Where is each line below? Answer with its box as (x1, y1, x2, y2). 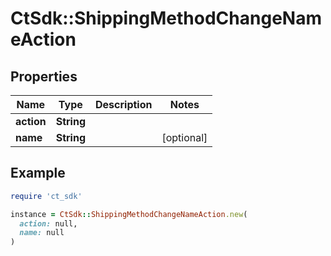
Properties (10, 68, 78, 85)
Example (10, 165, 66, 182)
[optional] (161, 131, 208, 144)
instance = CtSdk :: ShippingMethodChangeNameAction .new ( (10, 209, 248, 219)
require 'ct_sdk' (10, 191, 83, 201)
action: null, (19, 218, 78, 229)
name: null (19, 228, 65, 238)
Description (95, 98, 153, 111)
